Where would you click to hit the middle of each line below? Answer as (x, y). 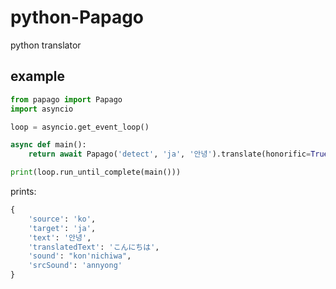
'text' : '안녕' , (60, 237)
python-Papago (77, 17)
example (38, 76)
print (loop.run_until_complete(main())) (96, 172)
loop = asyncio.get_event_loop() (80, 127)
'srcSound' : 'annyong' (75, 266)
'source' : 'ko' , (62, 219)
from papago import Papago (66, 99)
